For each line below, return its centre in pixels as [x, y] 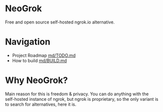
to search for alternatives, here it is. [41, 104]
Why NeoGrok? [37, 80]
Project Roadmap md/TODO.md [44, 55]
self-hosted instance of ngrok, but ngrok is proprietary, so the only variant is [82, 99]
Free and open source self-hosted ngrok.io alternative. [60, 22]
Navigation [28, 42]
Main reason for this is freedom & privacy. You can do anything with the [77, 94]
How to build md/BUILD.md [40, 60]
